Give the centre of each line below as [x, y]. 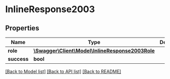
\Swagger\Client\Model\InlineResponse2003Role [94, 51]
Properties [22, 28]
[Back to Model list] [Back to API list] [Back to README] [63, 71]
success [18, 59]
